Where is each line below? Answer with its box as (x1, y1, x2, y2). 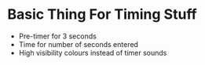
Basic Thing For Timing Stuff (7, 5, 197, 23)
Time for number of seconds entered (18, 39, 139, 49)
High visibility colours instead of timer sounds (18, 48, 167, 57)
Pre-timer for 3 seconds (18, 31, 97, 41)
